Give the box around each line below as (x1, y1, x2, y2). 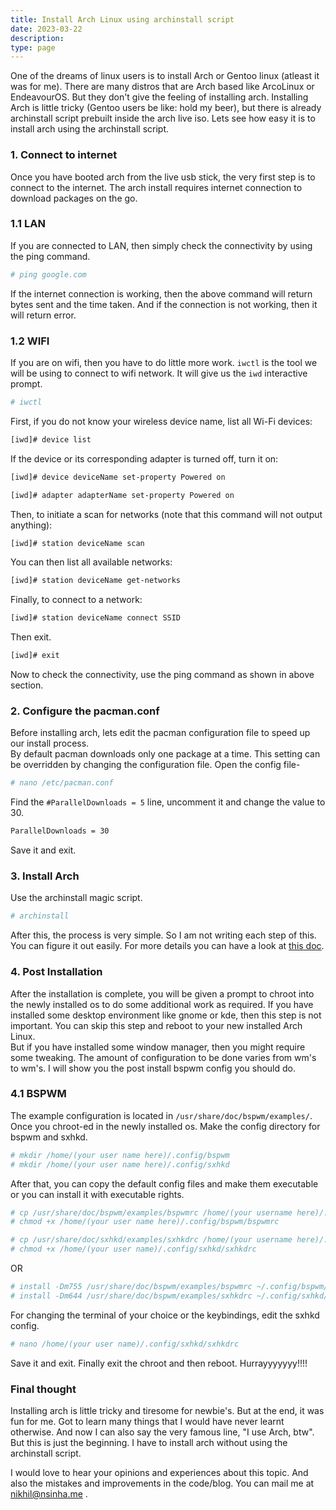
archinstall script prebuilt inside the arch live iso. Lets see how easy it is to (10, 112, 316, 125)
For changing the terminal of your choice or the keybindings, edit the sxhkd (10, 1309, 320, 1321)
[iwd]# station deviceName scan (10, 538, 145, 548)
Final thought (10, 1382, 77, 1396)
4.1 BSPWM (10, 1087, 67, 1101)
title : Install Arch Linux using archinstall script (10, 14, 235, 25)
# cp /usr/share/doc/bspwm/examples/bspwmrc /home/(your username (10, 1207, 293, 1218)
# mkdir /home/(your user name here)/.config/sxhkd (10, 1159, 230, 1170)
